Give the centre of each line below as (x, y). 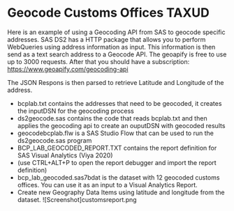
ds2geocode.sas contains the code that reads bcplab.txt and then (112, 118)
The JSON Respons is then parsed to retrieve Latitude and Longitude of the (116, 82)
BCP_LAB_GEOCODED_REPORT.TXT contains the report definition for (117, 148)
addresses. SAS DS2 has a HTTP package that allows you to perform (107, 39)
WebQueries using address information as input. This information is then (111, 47)
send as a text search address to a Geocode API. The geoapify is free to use (117, 54)
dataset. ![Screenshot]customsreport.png (77, 199)
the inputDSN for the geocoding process (75, 111)
